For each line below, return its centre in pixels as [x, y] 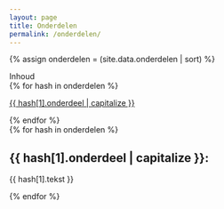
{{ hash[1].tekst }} [41, 180]
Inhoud [22, 76]
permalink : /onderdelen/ [55, 34]
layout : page [33, 17]
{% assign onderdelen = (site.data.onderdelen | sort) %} [112, 60]
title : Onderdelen [43, 26]
